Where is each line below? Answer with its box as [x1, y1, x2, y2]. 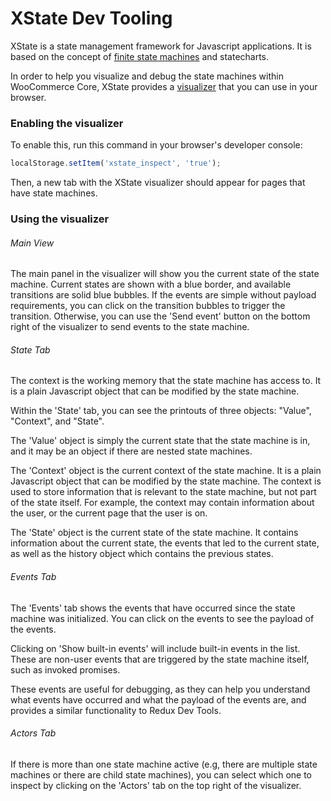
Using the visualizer [10, 212, 110, 226]
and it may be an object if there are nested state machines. [10, 445, 253, 457]
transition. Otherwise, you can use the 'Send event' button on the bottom [10, 310, 311, 322]
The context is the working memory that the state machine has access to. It [10, 375, 322, 387]
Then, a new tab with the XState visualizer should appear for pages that [10, 177, 306, 189]
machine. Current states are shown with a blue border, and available [10, 278, 292, 291]
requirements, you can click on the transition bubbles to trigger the [10, 300, 286, 312]
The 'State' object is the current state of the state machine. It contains [10, 527, 299, 539]
